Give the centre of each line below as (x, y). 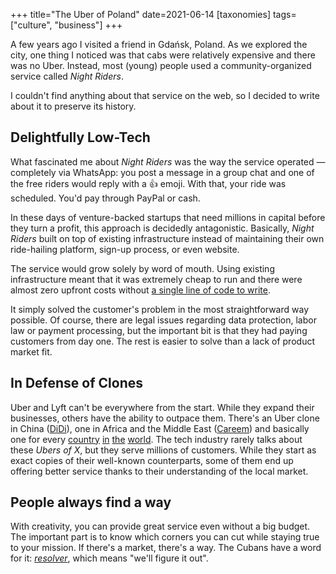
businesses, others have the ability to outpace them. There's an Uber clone (165, 418)
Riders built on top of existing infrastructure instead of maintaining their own (167, 238)
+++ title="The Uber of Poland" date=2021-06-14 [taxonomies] (141, 14)
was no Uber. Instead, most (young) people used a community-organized (161, 65)
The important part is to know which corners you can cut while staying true (165, 537)
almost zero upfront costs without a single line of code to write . (140, 290)
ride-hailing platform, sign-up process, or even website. (125, 249)
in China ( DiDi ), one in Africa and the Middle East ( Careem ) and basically (160, 428)
